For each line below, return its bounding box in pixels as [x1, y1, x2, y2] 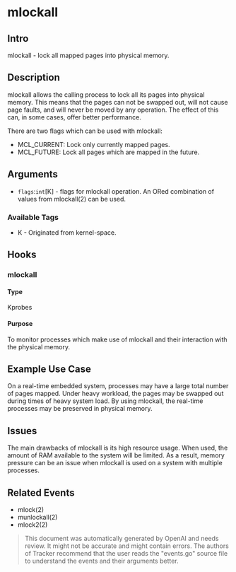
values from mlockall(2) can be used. [17, 194, 126, 203]
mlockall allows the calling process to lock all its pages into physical [7, 90, 205, 99]
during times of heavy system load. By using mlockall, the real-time [7, 397, 203, 405]
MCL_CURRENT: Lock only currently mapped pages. [17, 140, 171, 148]
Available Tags [7, 212, 59, 222]
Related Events [7, 486, 75, 498]
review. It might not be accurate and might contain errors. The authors [24, 542, 230, 550]
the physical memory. [7, 342, 71, 351]
